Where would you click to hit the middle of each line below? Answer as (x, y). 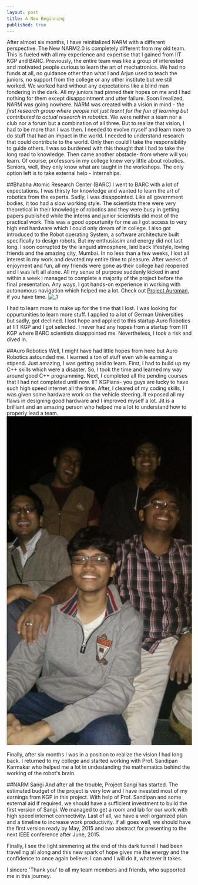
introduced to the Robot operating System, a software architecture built (93, 234)
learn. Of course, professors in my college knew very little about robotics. (95, 161)
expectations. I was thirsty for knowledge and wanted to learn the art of (93, 191)
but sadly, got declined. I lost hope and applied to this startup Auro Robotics (98, 321)
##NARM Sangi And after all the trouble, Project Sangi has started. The (93, 785)
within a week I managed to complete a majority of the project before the (95, 278)
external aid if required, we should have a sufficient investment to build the (97, 803)
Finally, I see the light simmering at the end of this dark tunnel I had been (95, 846)
